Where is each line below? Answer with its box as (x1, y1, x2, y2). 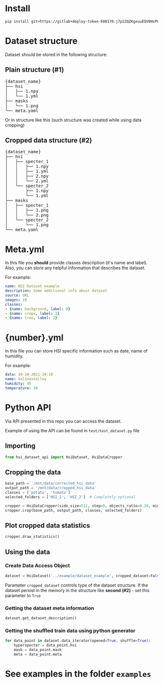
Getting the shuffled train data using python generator (5, 627, 136, 634)
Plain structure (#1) (5, 66, 64, 74)
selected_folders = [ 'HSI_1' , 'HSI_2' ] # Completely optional (5, 495, 136, 499)
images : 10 (5, 297, 27, 302)
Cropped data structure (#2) (5, 136, 92, 144)
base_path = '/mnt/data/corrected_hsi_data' (5, 481, 97, 486)
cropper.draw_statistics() (5, 534, 60, 539)
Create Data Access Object (5, 562, 70, 569)
